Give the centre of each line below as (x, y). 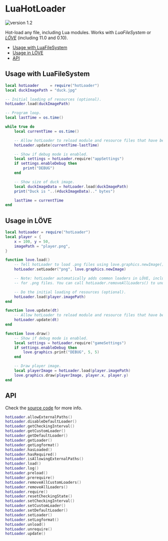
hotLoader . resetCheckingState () (39, 496)
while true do (20, 127)
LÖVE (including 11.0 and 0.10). (37, 38)
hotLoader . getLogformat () (32, 445)
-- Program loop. (23, 113)
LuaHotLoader (35, 9)
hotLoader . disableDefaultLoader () (41, 422)
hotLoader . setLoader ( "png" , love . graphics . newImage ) (70, 269)
